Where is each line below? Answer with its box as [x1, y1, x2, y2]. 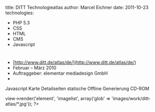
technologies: [5, 10, 34, 16]
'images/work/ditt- [112, 96, 151, 102]
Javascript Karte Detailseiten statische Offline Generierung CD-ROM [5, 85, 149, 92]
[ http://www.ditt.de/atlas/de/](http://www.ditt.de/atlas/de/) [12, 59, 137, 65]
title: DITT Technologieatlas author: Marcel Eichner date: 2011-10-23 [5, 5, 149, 10]
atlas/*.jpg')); [5, 101, 33, 107]
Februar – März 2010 [12, 65, 57, 71]
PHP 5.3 [12, 20, 30, 26]
